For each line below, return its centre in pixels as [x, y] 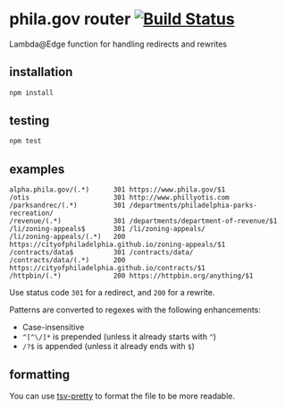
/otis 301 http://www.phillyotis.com [119, 198]
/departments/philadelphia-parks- [193, 206]
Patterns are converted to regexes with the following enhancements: [135, 310]
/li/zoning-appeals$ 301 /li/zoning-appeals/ [107, 229]
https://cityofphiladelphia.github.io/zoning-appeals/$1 [117, 245]
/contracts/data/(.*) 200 [67, 261]
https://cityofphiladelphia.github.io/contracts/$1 [107, 269]
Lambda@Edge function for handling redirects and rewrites [118, 44]
